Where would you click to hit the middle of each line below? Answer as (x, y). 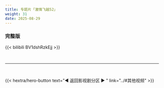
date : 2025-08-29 (23, 18)
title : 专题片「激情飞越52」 (31, 9)
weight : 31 (16, 14)
